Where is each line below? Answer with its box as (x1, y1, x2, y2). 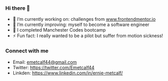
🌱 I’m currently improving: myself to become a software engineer (12, 21, 150, 28)
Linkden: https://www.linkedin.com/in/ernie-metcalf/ (12, 70, 123, 76)
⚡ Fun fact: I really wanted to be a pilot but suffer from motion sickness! (12, 33, 163, 39)
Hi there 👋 (5, 5, 31, 12)
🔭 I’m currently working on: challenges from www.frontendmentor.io (12, 16, 156, 22)
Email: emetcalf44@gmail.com (12, 59, 77, 65)
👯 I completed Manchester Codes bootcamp (12, 27, 106, 33)
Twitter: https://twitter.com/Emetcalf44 (12, 64, 94, 70)
